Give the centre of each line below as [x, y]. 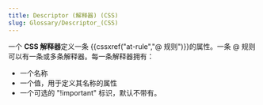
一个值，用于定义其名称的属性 [68, 83]
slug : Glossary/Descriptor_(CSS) [63, 23]
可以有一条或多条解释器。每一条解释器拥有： [81, 56]
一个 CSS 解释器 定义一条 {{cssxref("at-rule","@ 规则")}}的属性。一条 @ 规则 [132, 46]
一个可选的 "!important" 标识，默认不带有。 [90, 92]
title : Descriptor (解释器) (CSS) [63, 15]
